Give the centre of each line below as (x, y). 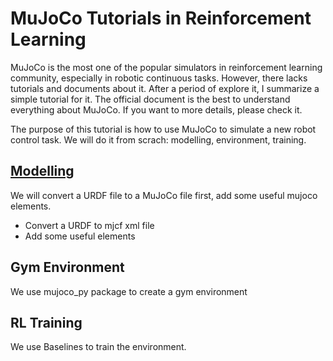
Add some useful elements (80, 236)
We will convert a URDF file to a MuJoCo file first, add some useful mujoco (164, 195)
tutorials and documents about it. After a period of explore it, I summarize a (165, 88)
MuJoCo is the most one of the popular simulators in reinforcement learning (166, 67)
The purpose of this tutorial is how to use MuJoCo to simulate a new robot (163, 129)
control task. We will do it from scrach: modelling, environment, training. (158, 139)
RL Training (46, 322)
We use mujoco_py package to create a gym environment (129, 291)
